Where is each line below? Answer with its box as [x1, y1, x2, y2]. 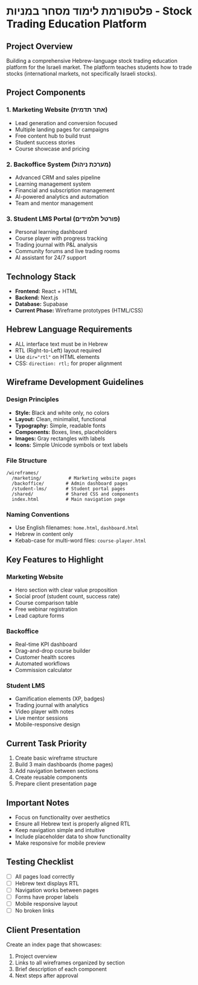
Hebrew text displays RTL [14, 879, 80, 886]
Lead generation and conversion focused [14, 119, 118, 126]
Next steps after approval [14, 972, 78, 980]
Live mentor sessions [14, 714, 68, 722]
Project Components [6, 88, 86, 98]
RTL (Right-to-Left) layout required [14, 346, 101, 354]
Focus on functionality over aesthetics [14, 814, 110, 821]
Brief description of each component [14, 966, 107, 973]
